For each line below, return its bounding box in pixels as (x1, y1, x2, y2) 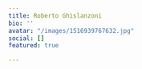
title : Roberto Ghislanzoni (8, 11, 103, 20)
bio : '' (8, 19, 34, 27)
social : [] (8, 34, 45, 43)
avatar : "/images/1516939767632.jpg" (8, 26, 135, 34)
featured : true (8, 42, 59, 50)
